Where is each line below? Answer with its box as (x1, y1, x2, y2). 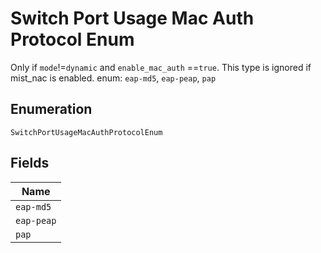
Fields (10, 155, 50, 172)
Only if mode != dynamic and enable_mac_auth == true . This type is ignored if (10, 61, 312, 73)
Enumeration (10, 101, 93, 118)
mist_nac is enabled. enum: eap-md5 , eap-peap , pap (10, 72, 217, 84)
